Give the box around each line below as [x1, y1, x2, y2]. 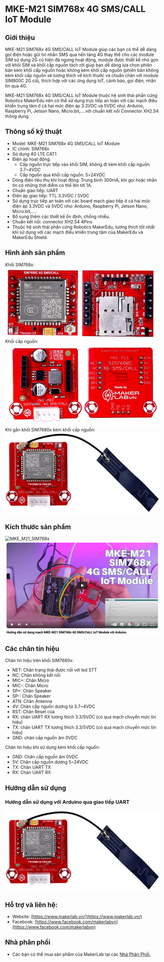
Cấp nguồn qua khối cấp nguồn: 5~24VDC [19, 172, 105, 178]
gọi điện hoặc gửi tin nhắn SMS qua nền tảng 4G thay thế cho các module [5, 52, 154, 57]
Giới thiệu [5, 33, 35, 42]
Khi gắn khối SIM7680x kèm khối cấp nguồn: [5, 427, 95, 432]
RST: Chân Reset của [12, 709, 55, 715]
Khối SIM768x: [5, 262, 35, 267]
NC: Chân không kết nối [12, 672, 61, 678]
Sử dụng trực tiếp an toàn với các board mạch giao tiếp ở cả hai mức [12, 198, 151, 204]
